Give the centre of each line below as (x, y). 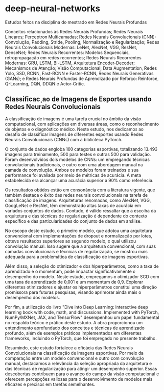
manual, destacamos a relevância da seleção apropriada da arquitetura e (79, 363)
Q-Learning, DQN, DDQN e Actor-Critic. (45, 83)
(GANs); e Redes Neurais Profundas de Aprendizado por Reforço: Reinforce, (82, 78)
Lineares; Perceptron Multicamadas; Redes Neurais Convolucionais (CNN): (81, 37)
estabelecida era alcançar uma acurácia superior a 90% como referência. (79, 180)
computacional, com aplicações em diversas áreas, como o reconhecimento (82, 124)
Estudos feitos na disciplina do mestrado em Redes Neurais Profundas (76, 22)
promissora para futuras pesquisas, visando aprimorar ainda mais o (73, 292)
